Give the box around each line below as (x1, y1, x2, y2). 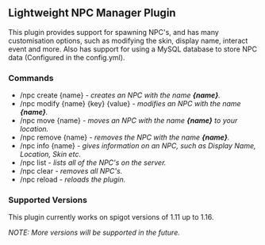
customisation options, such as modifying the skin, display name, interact (8, 36, 248, 45)
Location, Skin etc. (19, 150, 82, 159)
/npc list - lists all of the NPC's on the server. (19, 158, 167, 167)
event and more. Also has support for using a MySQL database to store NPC (8, 44, 258, 54)
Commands (8, 72, 54, 83)
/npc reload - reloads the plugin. (19, 174, 126, 185)
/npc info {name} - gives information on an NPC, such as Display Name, (19, 141, 256, 151)
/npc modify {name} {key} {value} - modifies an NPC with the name (19, 99, 241, 109)
